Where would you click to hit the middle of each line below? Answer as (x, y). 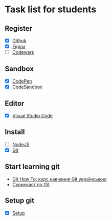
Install (15, 132)
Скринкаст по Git (31, 184)
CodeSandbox (27, 87)
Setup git (19, 201)
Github (19, 41)
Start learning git (32, 167)
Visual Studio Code (32, 115)
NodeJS (21, 144)
